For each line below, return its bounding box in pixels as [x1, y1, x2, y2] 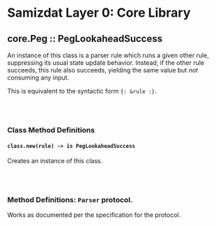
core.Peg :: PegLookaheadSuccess [7, 33, 162, 45]
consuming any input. [7, 73, 70, 82]
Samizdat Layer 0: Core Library [7, 5, 191, 21]
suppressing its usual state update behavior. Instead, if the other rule [7, 59, 204, 67]
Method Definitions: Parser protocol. [7, 195, 133, 205]
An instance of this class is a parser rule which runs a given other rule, [7, 51, 209, 59]
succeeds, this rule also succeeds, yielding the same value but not [7, 66, 199, 74]
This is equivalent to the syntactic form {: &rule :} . [7, 87, 157, 95]
